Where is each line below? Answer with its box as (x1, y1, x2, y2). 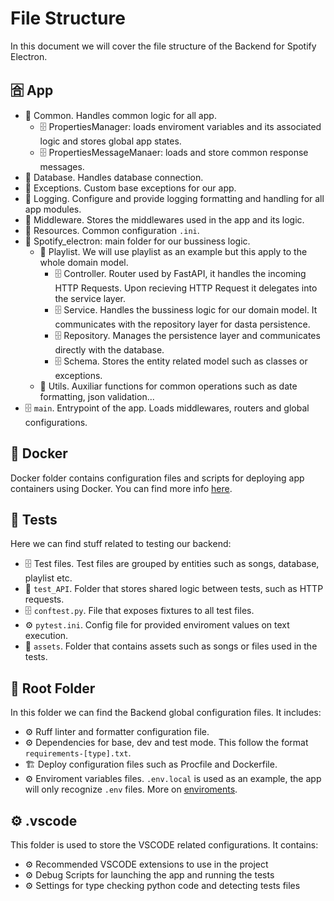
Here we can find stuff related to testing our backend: (10, 538, 232, 550)
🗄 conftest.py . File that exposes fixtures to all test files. (24, 605, 255, 617)
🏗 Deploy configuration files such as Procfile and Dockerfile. (24, 758, 278, 771)
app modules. (24, 203, 82, 215)
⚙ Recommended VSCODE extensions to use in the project (24, 858, 269, 870)
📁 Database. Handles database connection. (24, 171, 204, 183)
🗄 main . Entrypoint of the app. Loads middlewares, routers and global (24, 402, 310, 414)
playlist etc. (24, 572, 73, 584)
